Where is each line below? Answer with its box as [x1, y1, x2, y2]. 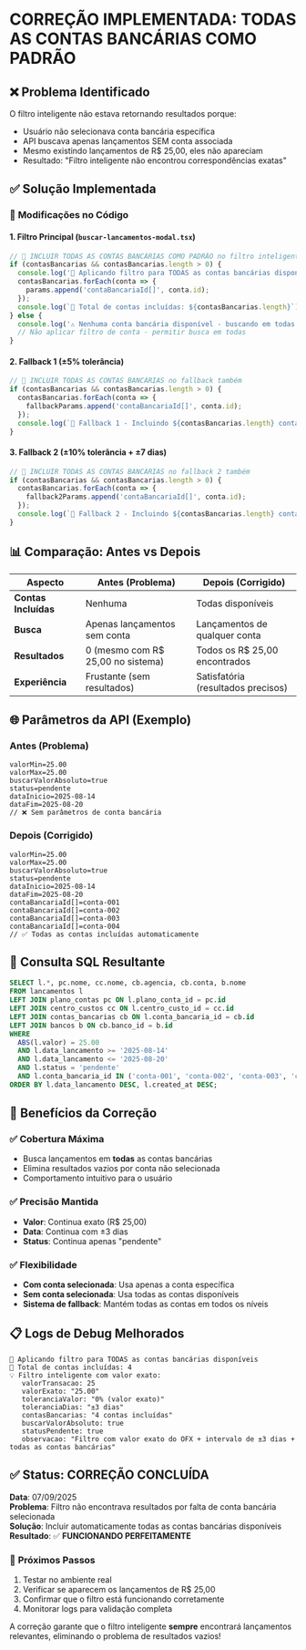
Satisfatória [196, 670, 246, 683]
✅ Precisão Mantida [9, 1195, 99, 1208]
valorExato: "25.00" [21, 1387, 100, 1396]
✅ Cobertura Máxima [9, 1133, 105, 1146]
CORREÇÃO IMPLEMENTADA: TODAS [9, 9, 297, 30]
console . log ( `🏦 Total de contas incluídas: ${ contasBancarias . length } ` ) [17, 302, 300, 312]
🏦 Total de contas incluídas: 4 [9, 1363, 132, 1372]
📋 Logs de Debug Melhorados [9, 1326, 185, 1342]
